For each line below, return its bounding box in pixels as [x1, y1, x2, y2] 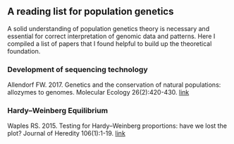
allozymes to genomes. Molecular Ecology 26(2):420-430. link [7, 88, 190, 97]
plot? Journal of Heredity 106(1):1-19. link [7, 129, 125, 138]
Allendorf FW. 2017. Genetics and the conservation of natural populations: [7, 80, 221, 89]
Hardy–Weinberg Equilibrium [7, 106, 108, 116]
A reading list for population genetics [7, 6, 174, 18]
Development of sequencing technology [7, 64, 148, 74]
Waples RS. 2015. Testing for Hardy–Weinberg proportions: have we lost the [7, 121, 228, 130]
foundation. [7, 47, 41, 55]
